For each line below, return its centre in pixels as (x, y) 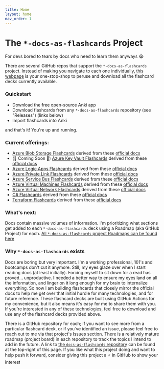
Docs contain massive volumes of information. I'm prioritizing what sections (82, 223)
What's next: (21, 212)
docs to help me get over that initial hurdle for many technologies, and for (79, 293)
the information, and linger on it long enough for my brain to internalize (76, 283)
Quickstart (18, 94)
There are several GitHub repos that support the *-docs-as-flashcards (76, 66)
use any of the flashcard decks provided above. (53, 314)
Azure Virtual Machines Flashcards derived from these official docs (80, 184)
